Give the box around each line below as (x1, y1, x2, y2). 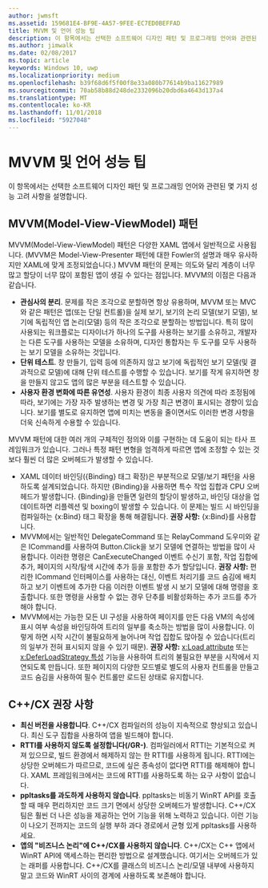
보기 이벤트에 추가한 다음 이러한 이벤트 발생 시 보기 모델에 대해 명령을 (34, 582, 250, 591)
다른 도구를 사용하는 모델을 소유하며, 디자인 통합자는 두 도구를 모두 (28, 337, 236, 347)
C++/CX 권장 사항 (8, 698, 94, 712)
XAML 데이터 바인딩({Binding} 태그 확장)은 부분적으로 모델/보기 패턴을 (19, 471, 242, 481)
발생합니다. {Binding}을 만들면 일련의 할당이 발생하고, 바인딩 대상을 (41, 491, 252, 501)
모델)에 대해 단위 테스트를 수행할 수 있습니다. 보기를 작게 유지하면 (47, 367, 251, 377)
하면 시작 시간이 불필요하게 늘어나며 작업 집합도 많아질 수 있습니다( (34, 631, 242, 642)
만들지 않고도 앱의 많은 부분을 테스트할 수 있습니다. (28, 377, 186, 387)
